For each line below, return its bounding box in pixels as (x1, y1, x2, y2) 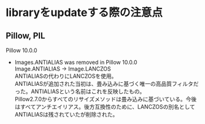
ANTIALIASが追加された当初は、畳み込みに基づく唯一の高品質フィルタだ (14, 80, 199, 87)
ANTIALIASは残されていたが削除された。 (14, 111, 118, 118)
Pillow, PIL (6, 30, 45, 41)
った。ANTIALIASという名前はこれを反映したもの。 (14, 88, 145, 95)
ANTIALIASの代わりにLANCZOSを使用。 (14, 72, 117, 80)
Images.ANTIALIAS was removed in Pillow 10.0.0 (14, 59, 137, 66)
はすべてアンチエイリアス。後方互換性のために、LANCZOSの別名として (14, 103, 196, 110)
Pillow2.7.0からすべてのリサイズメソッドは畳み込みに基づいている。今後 (14, 96, 197, 103)
